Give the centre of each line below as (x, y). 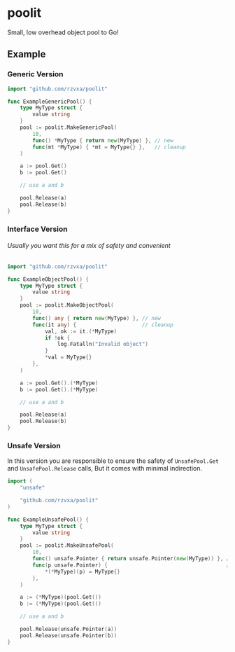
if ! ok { (57, 338)
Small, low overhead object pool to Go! (63, 32)
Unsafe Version (34, 445)
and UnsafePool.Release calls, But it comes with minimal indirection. (105, 469)
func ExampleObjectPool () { (48, 279)
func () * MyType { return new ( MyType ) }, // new (103, 140)
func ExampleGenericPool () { (50, 102)
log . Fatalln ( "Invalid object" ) (103, 345)
